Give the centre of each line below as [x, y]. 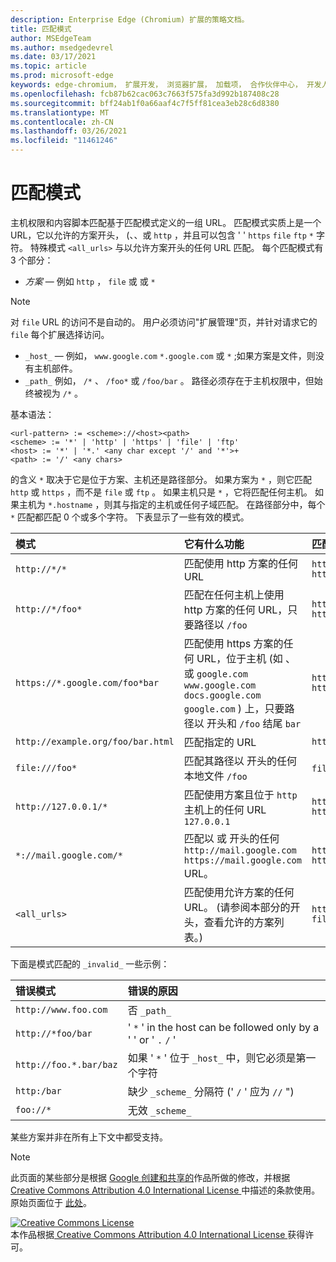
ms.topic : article [48, 66]
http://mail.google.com [240, 850]
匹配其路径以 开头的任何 [240, 761]
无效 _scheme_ [159, 1110]
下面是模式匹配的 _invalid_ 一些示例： [90, 963]
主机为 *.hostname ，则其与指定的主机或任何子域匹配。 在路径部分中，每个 [172, 504]
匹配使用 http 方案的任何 [241, 563]
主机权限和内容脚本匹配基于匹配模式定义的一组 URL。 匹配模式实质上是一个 [166, 222]
